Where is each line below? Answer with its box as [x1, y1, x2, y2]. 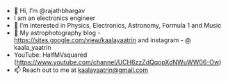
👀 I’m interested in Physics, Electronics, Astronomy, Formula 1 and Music [13, 21, 222, 29]
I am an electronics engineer [13, 14, 96, 22]
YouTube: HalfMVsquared [13, 51, 88, 59]
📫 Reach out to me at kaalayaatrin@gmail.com [13, 66, 149, 74]
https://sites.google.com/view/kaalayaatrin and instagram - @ [13, 36, 191, 44]
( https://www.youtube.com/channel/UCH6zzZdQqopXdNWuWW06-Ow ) [13, 58, 222, 66]
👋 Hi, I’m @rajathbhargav [13, 7, 85, 15]
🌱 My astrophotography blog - [13, 28, 101, 37]
